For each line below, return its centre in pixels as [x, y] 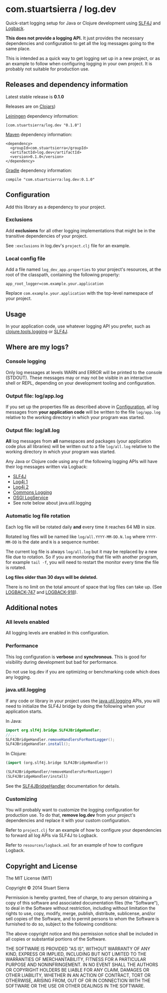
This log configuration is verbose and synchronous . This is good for [76, 657]
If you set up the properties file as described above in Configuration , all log [82, 407]
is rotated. [16, 567]
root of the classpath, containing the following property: [63, 275]
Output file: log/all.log [33, 430]
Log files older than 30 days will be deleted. [52, 577]
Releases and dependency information [67, 85]
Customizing [21, 799]
